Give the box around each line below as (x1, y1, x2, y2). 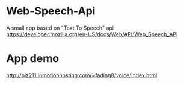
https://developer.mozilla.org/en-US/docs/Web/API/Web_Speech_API (6, 30, 178, 37)
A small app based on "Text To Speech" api (6, 24, 114, 31)
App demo (6, 52, 59, 66)
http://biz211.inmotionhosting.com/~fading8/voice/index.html (6, 71, 158, 79)
